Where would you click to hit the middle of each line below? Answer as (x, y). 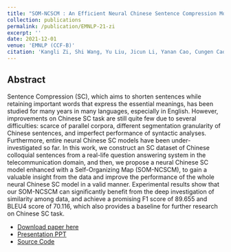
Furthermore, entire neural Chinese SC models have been (89, 140)
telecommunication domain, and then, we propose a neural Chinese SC (108, 162)
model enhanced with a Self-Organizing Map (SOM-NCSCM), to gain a (107, 169)
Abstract (26, 80)
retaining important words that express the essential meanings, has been (110, 103)
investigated (25, 147)
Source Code (36, 241)
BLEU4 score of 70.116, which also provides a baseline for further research (112, 206)
